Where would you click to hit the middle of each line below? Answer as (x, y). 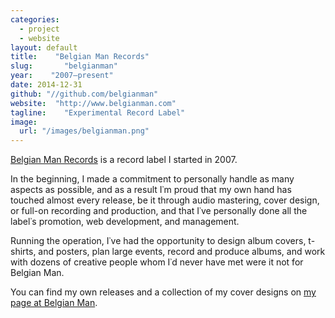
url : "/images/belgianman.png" (84, 131)
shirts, (23, 252)
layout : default (44, 47)
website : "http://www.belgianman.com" (93, 103)
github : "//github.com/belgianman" (84, 94)
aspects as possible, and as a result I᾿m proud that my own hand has (151, 190)
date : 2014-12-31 (46, 85)
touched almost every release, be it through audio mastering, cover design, (165, 200)
